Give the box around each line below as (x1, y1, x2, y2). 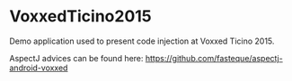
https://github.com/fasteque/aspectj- (145, 53, 283, 63)
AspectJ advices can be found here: (9, 53, 144, 63)
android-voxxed (9, 62, 68, 73)
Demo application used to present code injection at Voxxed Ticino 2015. (9, 36, 275, 46)
